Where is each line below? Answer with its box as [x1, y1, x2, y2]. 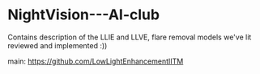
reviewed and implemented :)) [7, 40, 108, 50]
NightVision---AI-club [7, 6, 160, 24]
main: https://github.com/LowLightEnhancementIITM [7, 56, 184, 66]
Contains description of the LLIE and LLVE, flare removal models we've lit [7, 32, 252, 42]
